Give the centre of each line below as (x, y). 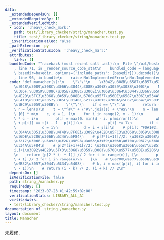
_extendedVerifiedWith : (33, 23)
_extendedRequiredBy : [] (35, 19)
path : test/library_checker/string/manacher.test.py (69, 32)
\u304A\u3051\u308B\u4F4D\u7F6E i (48, 132)
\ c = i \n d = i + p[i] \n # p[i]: (76, 127)
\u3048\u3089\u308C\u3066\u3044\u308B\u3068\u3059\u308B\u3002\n (82, 87)
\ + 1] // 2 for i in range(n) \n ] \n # (61, 159)
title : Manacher (21, 218)
